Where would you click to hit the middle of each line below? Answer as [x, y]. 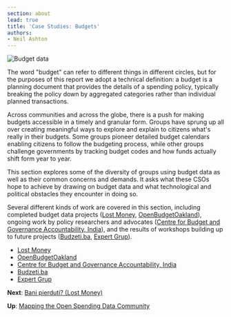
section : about [29, 13]
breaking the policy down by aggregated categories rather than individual [111, 94]
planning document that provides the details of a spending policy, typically [113, 87]
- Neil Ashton [28, 39]
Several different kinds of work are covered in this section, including [104, 207]
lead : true [23, 20]
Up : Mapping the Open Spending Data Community [79, 306]
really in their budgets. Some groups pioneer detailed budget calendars [109, 137]
